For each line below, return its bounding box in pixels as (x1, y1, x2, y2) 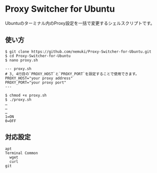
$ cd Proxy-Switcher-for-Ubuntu (5, 53, 71, 58)
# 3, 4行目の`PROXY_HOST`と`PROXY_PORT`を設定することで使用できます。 (5, 71, 139, 76)
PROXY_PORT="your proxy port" (5, 80, 67, 85)
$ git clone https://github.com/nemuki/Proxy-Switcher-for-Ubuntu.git (5, 49, 152, 54)
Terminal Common (5, 151, 38, 155)
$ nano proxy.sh (5, 58, 38, 63)
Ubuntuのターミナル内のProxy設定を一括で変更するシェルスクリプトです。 (5, 20, 155, 26)
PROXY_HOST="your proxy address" (5, 76, 73, 81)
